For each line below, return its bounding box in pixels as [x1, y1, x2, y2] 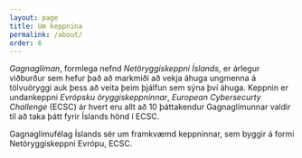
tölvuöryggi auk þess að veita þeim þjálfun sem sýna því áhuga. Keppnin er [9, 82, 289, 93]
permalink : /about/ [9, 30, 83, 39]
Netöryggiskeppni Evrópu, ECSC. [9, 138, 133, 149]
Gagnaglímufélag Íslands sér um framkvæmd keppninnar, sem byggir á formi [9, 128, 295, 140]
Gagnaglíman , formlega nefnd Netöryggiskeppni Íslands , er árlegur [9, 63, 260, 74]
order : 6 [9, 38, 42, 48]
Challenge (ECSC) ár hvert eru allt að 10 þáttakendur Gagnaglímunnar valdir [9, 101, 291, 113]
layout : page [9, 13, 59, 23]
